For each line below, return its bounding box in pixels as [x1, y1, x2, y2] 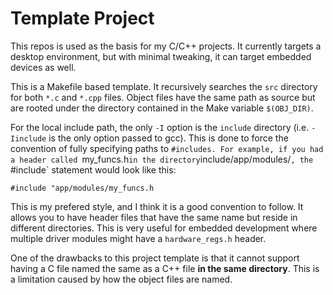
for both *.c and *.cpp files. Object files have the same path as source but [10, 91, 316, 103]
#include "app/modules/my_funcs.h [10, 183, 155, 193]
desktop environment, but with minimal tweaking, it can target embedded [10, 50, 312, 62]
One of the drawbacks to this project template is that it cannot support [10, 252, 300, 264]
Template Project [10, 7, 155, 30]
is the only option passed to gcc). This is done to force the [48, 132, 289, 144]
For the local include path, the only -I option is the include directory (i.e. [10, 121, 310, 133]
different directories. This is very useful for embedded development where [10, 222, 318, 234]
